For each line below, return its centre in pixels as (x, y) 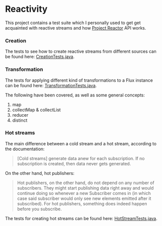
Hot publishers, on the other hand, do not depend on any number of (86, 183)
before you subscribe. (40, 209)
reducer (20, 115)
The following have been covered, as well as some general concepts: (75, 95)
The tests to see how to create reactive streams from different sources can (81, 51)
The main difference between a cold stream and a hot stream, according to (81, 143)
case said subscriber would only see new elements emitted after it (84, 198)
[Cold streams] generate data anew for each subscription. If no (81, 158)
